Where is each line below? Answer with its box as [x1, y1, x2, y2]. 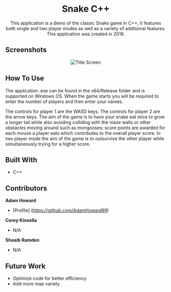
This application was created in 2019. [46, 31, 125, 37]
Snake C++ [62, 3, 110, 15]
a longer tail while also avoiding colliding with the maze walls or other [5, 119, 151, 125]
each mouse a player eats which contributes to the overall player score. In [5, 130, 161, 136]
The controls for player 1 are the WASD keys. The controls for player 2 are [5, 108, 160, 114]
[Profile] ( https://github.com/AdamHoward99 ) [12, 207, 109, 213]
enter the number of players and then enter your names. [5, 98, 124, 105]
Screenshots [5, 45, 47, 54]
